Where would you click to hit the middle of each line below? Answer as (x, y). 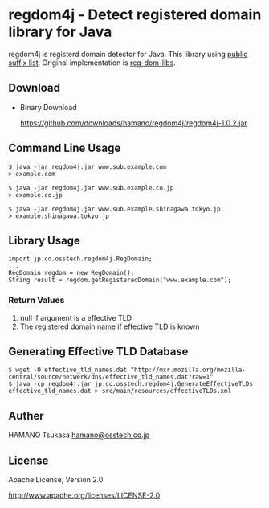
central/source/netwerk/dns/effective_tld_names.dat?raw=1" (111, 377)
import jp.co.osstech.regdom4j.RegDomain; (80, 259)
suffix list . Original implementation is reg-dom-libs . (92, 63)
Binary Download (49, 107)
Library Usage (44, 240)
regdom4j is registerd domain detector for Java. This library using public (128, 54)
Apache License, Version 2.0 (56, 480)
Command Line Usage (65, 148)
